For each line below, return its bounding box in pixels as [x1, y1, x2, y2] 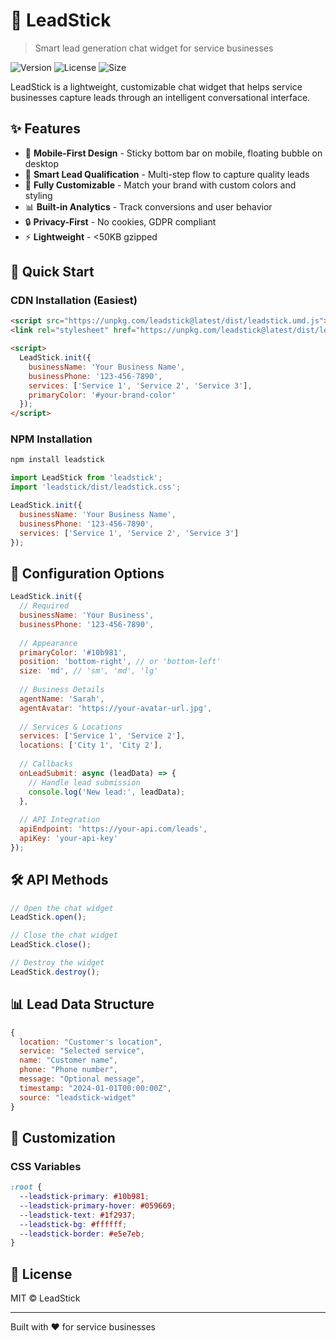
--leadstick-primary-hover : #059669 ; [19, 1200, 177, 1211]
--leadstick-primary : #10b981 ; [19, 1192, 150, 1202]
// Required [19, 601, 70, 611]
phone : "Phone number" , [19, 1065, 118, 1075]
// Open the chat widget [10, 903, 114, 913]
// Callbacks [19, 759, 74, 769]
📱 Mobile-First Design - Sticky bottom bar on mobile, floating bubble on [24, 147, 323, 159]
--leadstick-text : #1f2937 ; [19, 1210, 137, 1220]
